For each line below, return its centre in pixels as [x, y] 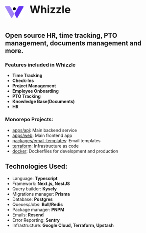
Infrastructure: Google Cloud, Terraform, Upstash [63, 225]
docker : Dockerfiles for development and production [65, 151]
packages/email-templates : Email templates [56, 140]
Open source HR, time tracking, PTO [61, 36]
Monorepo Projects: [29, 120]
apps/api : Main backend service [45, 130]
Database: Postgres [32, 199]
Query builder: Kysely [35, 189]
